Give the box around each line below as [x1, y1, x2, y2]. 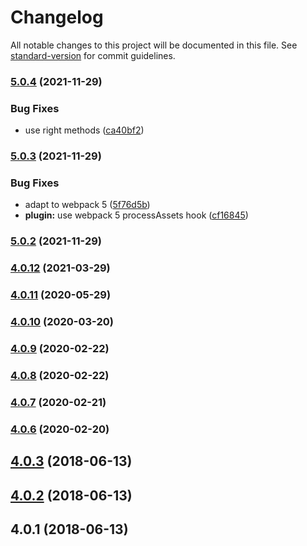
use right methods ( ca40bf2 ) [24, 124, 145, 136]
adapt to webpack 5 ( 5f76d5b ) [24, 199, 151, 211]
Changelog [10, 6, 104, 29]
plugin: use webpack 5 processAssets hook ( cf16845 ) [24, 209, 249, 221]
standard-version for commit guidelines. [10, 49, 176, 61]
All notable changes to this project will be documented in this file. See [10, 39, 298, 51]
